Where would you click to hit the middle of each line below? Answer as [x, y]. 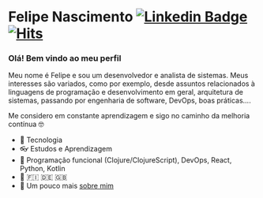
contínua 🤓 [26, 124]
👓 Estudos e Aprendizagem [66, 149]
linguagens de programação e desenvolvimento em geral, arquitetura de [126, 92]
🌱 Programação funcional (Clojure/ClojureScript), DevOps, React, [126, 160]
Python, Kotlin [42, 169]
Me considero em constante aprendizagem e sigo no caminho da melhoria [129, 116]
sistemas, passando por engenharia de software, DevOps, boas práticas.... [130, 101]
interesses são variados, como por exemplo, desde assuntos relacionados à [131, 84]
